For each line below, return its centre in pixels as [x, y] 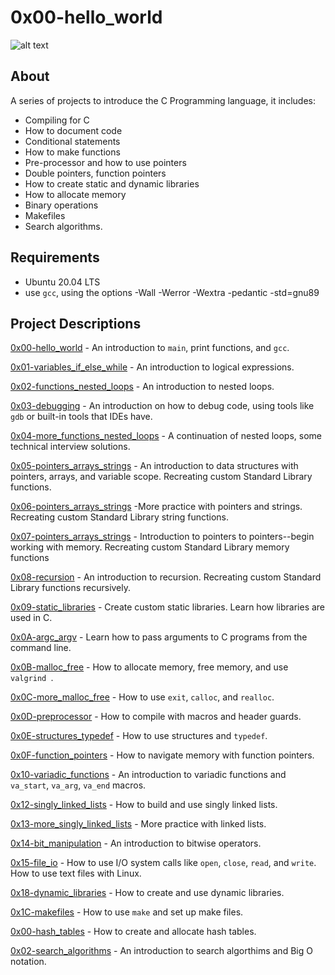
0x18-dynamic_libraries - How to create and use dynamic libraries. [147, 893]
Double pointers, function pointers [95, 173]
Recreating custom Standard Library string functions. [120, 517]
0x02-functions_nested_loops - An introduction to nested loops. [142, 387]
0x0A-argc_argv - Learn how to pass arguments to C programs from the [159, 637]
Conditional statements [72, 141]
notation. [28, 962]
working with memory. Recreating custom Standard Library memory [150, 547]
